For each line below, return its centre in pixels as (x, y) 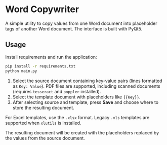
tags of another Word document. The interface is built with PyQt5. (74, 28)
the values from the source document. (45, 138)
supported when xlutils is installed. (43, 123)
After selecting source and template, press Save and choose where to (86, 102)
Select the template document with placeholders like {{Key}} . (76, 97)
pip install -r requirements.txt (40, 66)
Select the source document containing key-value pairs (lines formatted (87, 81)
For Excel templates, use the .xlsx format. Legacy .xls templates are (77, 117)
